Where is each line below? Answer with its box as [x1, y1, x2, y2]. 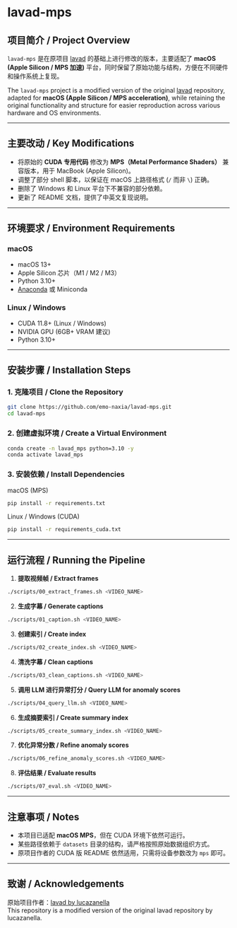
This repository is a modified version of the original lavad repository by [7, 906, 213, 915]
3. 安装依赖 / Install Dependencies [7, 470, 125, 480]
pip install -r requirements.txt [7, 499, 106, 506]
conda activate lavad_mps [7, 451, 83, 458]
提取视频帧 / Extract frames [17, 574, 99, 583]
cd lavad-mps [7, 410, 46, 417]
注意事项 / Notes [7, 811, 80, 823]
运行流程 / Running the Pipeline [7, 554, 146, 566]
